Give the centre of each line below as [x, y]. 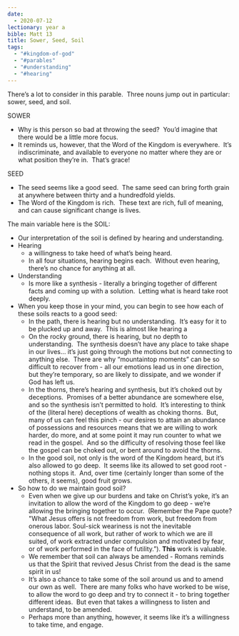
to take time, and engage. [66, 625]
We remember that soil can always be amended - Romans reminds [126, 556]
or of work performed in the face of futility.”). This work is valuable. [127, 549]
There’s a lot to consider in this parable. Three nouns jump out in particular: [119, 94]
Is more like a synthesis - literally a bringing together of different [123, 283]
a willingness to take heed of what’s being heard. [100, 253]
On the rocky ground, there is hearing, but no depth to [108, 336]
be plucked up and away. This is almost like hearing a [108, 328]
